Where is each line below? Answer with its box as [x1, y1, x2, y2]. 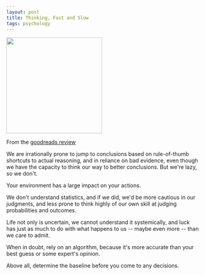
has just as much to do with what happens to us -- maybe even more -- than [6, 225, 199, 233]
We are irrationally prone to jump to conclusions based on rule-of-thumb [6, 150, 190, 158]
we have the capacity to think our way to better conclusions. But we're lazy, [6, 163, 197, 171]
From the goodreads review [6, 139, 76, 146]
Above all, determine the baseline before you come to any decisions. [6, 262, 179, 269]
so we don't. [6, 170, 38, 177]
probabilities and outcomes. [6, 207, 76, 214]
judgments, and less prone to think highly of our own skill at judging [6, 200, 177, 207]
